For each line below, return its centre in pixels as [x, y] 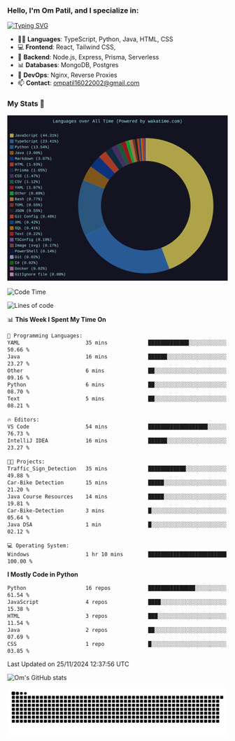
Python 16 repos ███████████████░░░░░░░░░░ [117, 588]
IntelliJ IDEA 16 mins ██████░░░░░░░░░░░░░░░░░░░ [117, 440]
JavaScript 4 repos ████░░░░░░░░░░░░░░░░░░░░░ [117, 602]
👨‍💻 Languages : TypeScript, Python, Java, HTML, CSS [95, 39]
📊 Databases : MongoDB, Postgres [68, 65]
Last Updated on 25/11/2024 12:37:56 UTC [68, 664]
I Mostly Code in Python [43, 574]
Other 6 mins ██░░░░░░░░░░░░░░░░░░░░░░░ [117, 370]
